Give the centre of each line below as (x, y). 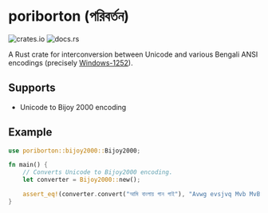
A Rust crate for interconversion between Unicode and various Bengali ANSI (133, 54)
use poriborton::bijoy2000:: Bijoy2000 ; (75, 151)
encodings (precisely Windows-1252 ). (71, 62)
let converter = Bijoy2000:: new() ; (82, 180)
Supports (32, 88)
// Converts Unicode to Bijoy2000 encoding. (98, 172)
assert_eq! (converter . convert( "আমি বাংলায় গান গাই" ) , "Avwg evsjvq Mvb (134, 195)
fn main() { (28, 165)
